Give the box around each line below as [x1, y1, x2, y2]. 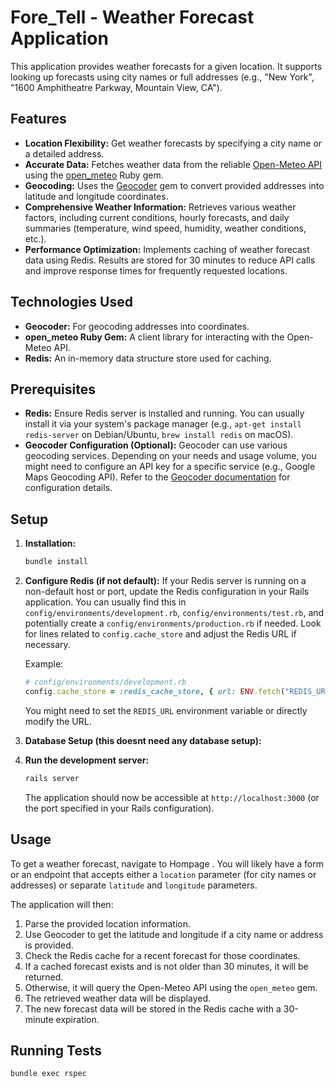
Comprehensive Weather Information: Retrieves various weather [24, 201, 297, 213]
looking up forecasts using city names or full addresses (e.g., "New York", [10, 71, 315, 83]
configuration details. [24, 482, 113, 494]
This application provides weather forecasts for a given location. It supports [10, 60, 323, 72]
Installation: [24, 537, 77, 550]
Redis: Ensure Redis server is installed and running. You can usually [24, 407, 305, 420]
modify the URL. [24, 715, 92, 727]
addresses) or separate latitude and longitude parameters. [10, 879, 258, 891]
